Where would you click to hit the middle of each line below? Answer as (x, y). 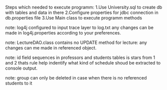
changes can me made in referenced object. (51, 48)
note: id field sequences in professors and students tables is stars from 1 (80, 57)
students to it (19, 83)
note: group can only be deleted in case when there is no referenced (76, 78)
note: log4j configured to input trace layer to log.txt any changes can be (79, 27)
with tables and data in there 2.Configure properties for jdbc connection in (82, 12)
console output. (21, 68)
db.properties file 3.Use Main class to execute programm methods (74, 18)
